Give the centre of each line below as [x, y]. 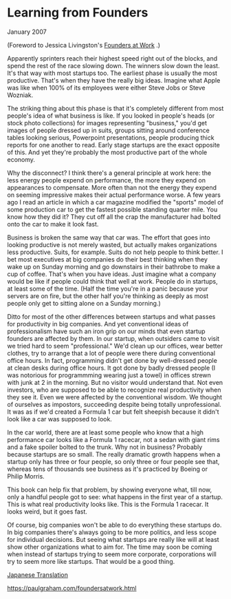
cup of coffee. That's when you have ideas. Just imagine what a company [112, 274]
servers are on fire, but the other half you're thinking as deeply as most [108, 296]
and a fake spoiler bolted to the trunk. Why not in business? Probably [105, 447]
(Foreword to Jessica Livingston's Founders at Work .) [84, 45]
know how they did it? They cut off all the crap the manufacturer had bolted [114, 217]
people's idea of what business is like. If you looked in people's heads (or [111, 116]
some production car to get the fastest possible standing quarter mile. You [112, 209]
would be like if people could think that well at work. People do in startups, [112, 281]
